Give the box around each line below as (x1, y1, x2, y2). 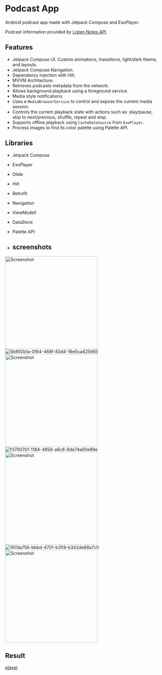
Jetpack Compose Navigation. (12, 67, 74, 73)
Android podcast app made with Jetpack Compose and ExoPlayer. (5, 19, 139, 25)
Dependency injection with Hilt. (12, 72, 76, 78)
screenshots (12, 243, 52, 251)
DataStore (12, 219, 33, 225)
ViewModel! (12, 210, 37, 215)
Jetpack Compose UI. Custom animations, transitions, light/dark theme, (12, 56, 158, 62)
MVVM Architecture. (12, 77, 54, 83)
